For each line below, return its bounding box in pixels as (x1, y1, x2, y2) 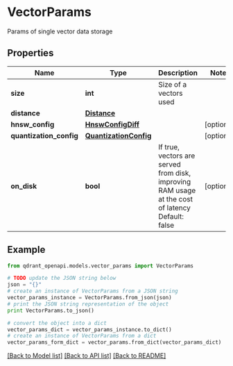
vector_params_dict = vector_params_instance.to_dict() (7, 326, 172, 333)
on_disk (10, 181, 37, 191)
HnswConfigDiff (85, 119, 140, 129)
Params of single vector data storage (7, 27, 113, 35)
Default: (158, 211, 184, 221)
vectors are (158, 151, 196, 160)
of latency (158, 203, 191, 213)
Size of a (158, 79, 187, 89)
